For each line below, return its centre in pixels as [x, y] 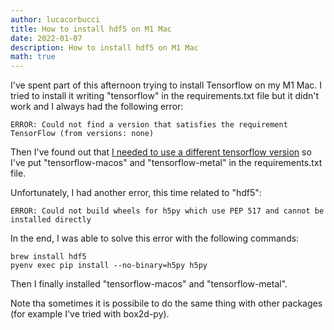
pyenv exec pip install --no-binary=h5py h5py [109, 266]
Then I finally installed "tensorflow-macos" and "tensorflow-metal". [149, 284]
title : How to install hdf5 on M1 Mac [91, 29]
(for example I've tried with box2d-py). [90, 314]
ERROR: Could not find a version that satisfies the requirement [149, 125]
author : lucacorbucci [55, 19]
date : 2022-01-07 [46, 38]
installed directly [51, 220]
